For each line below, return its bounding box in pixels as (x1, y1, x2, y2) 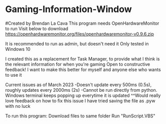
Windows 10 (5, 46, 31, 52)
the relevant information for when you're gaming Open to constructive (5, 61, 150, 67)
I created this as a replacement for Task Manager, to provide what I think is (5, 55, 160, 61)
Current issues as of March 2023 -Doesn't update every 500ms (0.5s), (5, 82, 152, 88)
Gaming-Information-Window (5, 4, 132, 15)
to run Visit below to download (5, 25, 69, 31)
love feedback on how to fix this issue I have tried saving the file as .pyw (5, 97, 155, 104)
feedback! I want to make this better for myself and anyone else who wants (5, 67, 161, 73)
